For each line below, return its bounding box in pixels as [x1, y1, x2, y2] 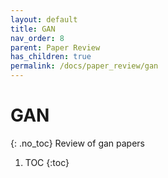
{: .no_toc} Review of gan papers [10, 137, 145, 149]
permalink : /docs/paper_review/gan [10, 61, 159, 71]
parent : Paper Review [10, 42, 101, 53]
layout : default [10, 14, 78, 25]
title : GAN [10, 24, 56, 34]
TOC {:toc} [24, 156, 70, 168]
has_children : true [10, 52, 92, 62]
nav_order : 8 [10, 33, 65, 43]
